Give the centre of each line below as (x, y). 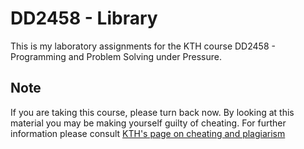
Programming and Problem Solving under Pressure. (116, 56)
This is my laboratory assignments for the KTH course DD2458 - (143, 46)
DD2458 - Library (84, 18)
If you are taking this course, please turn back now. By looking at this (152, 112)
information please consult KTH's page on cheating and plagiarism (148, 133)
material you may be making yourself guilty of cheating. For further (148, 123)
